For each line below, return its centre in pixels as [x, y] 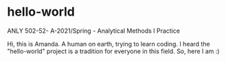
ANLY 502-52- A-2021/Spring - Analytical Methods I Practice [94, 31]
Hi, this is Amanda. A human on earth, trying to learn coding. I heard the [109, 44]
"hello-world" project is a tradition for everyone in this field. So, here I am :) [113, 51]
